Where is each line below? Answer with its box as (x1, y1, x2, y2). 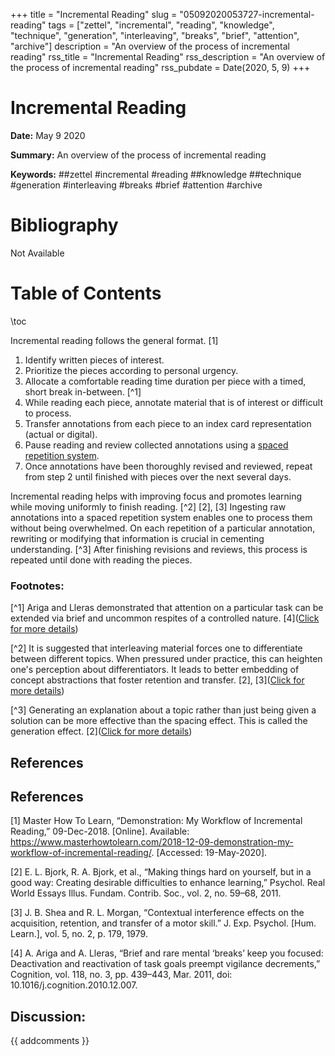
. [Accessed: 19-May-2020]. (151, 847, 268, 859)
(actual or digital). (24, 428, 98, 440)
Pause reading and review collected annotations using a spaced (24, 439, 289, 451)
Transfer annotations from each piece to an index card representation (24, 417, 312, 429)
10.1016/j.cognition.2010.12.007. (10, 979, 138, 991)
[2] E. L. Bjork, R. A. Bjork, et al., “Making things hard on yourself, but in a (10, 866, 312, 878)
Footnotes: (10, 579, 65, 593)
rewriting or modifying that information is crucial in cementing (10, 532, 265, 544)
